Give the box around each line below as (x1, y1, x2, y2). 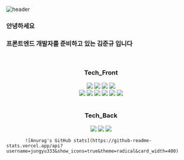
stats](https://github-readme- (73, 137, 152, 144)
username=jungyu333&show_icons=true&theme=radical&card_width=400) (6, 148, 179, 154)
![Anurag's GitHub (25, 137, 71, 144)
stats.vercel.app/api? (6, 143, 63, 149)
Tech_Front (84, 69, 118, 77)
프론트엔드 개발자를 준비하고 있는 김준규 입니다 (6, 39, 133, 48)
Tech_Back (84, 111, 118, 120)
